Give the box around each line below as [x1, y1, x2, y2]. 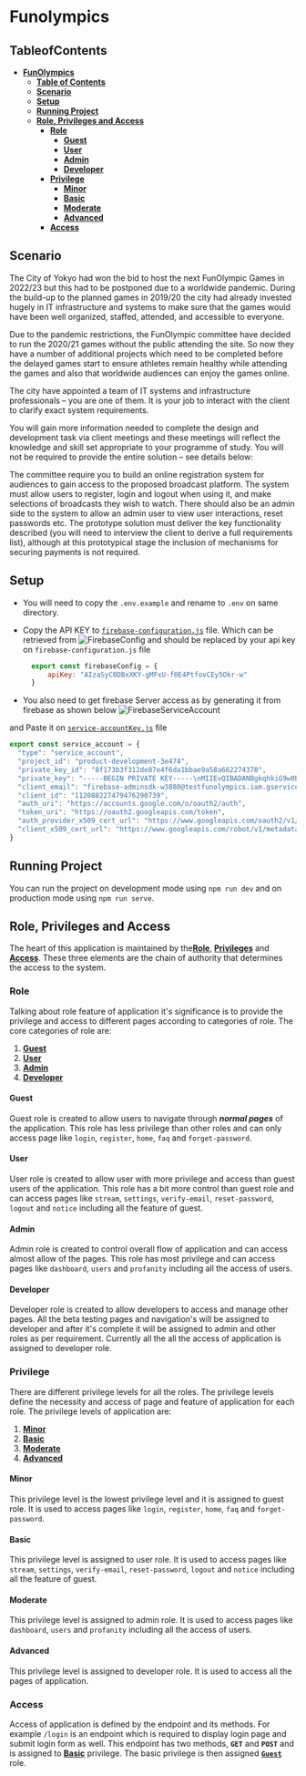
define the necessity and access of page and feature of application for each [9, 1396, 295, 1407]
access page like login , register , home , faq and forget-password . [9, 1132, 252, 1143]
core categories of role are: [9, 1025, 112, 1036]
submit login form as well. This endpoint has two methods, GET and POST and [9, 1738, 294, 1749]
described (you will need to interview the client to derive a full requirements [9, 527, 293, 538]
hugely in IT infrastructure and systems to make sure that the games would [9, 301, 291, 312]
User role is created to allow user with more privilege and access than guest [9, 1173, 295, 1184]
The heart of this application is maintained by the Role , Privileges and [9, 943, 270, 954]
